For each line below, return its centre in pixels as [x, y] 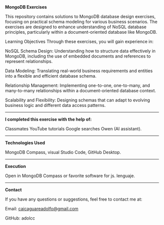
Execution [15, 166]
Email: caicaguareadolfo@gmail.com [42, 209]
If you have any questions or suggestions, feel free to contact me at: [74, 199]
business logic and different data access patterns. [55, 105]
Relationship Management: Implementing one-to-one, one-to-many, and [78, 85]
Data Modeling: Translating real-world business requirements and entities [79, 71]
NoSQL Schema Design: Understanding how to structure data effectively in [80, 51]
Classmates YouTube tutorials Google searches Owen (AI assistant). [73, 129]
